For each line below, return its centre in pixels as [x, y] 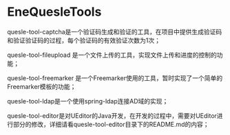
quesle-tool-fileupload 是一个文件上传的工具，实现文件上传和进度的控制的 [112, 55]
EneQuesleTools [54, 12]
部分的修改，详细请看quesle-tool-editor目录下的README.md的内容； [111, 124]
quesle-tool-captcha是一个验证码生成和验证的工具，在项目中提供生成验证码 [115, 32]
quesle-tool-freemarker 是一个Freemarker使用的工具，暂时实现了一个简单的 [115, 78]
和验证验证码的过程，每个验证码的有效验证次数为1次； [84, 40]
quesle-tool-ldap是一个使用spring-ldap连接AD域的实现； [88, 101]
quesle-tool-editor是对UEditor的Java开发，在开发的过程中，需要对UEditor [112, 115]
